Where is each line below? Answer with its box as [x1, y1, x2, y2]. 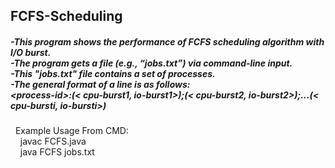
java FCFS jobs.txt [19, 146, 95, 158]
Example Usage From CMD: [14, 125, 129, 137]
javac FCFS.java [19, 135, 87, 148]
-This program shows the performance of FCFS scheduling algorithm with [10, 35, 325, 48]
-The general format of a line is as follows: [10, 78, 191, 90]
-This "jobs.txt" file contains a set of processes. [10, 67, 216, 79]
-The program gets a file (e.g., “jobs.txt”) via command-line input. [10, 57, 293, 69]
